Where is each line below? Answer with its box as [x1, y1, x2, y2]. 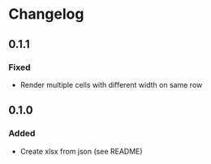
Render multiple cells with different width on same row [19, 80, 203, 89]
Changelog [8, 5, 84, 24]
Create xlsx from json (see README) [19, 146, 144, 156]
